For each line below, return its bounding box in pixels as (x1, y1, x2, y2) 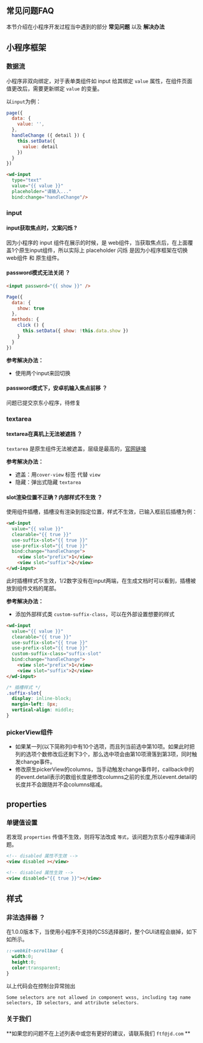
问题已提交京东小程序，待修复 (6, 399, 81, 406)
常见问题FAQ (6, 5, 55, 16)
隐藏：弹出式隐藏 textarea (15, 478, 82, 486)
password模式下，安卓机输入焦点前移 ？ (6, 384, 108, 392)
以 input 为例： (6, 98, 41, 105)
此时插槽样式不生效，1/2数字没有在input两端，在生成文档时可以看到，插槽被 (6, 577, 196, 584)
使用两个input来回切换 (15, 369, 71, 376)
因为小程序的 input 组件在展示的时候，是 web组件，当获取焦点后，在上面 (6, 239, 188, 246)
